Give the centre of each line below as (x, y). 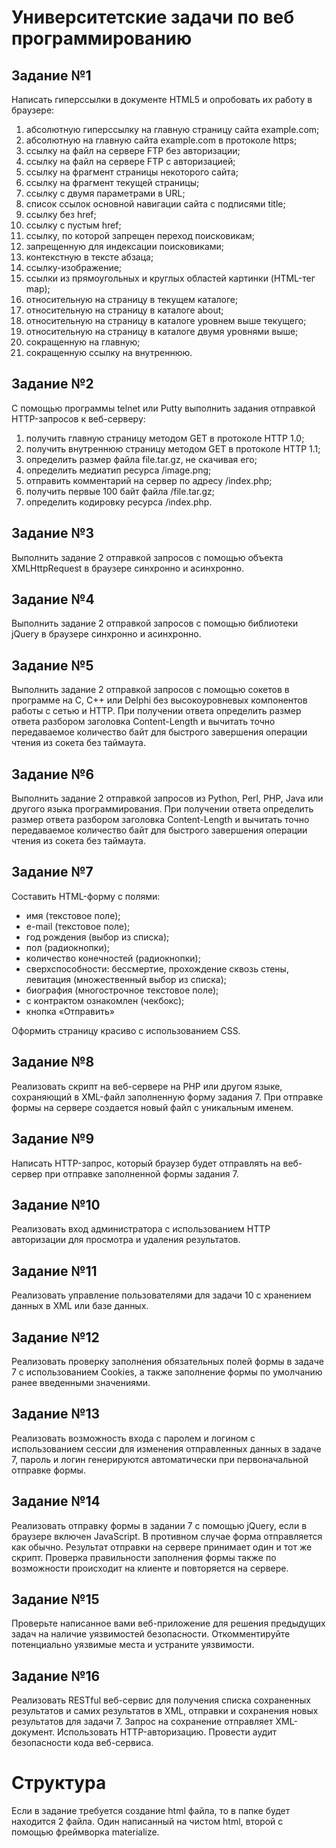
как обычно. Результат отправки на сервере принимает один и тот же (162, 1547)
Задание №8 (53, 1062)
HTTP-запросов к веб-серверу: (78, 418)
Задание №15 (55, 1599)
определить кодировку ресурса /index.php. (119, 502)
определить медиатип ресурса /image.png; (118, 470)
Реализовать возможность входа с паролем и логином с (133, 1438)
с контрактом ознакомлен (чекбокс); (105, 1000)
